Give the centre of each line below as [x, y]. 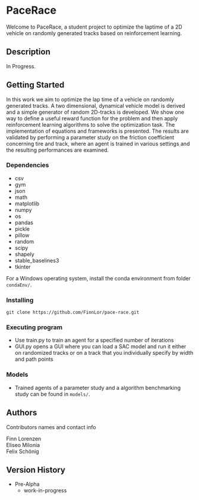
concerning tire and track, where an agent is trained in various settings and [98, 143]
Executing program [34, 327]
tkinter [23, 267]
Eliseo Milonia [23, 445]
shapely [24, 254]
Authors [22, 413]
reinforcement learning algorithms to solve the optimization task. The [91, 124]
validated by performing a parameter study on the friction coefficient [90, 137]
